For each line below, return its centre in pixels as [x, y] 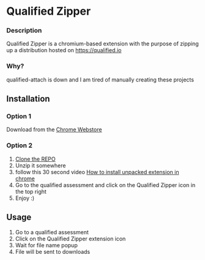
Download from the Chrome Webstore [54, 129]
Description [24, 31]
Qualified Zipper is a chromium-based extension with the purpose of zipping [102, 44]
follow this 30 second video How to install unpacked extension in [97, 172]
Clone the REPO [35, 159]
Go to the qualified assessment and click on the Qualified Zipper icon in [105, 185]
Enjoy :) [25, 198]
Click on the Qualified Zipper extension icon [70, 239]
